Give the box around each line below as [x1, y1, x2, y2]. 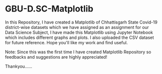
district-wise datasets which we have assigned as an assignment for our [5, 24, 149, 30]
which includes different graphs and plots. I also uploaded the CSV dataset [5, 35, 154, 40]
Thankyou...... [5, 63, 32, 69]
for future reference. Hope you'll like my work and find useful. [5, 39, 128, 45]
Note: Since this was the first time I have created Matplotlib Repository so [5, 49, 151, 55]
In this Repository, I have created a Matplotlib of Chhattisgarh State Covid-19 [5, 19, 158, 25]
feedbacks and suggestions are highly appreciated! [5, 54, 107, 60]
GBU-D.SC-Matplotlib [5, 3, 93, 14]
